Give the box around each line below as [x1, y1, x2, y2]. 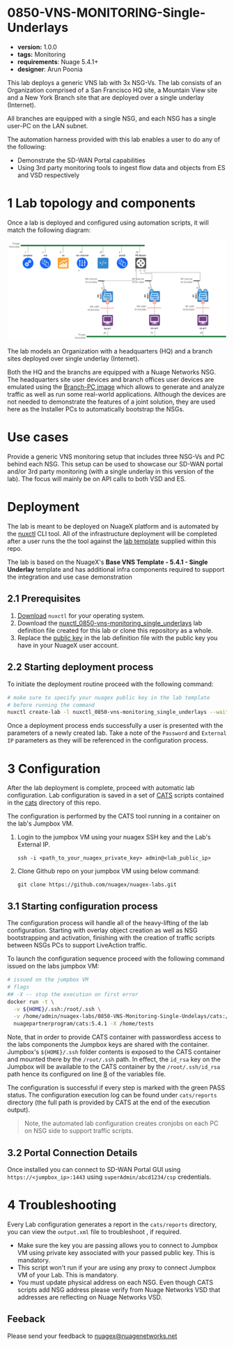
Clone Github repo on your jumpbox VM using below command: [17, 867, 200, 876]
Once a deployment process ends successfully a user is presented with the [7, 722, 224, 730]
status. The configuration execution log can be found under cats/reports [7, 1091, 217, 1099]
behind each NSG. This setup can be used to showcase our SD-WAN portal [7, 460, 224, 469]
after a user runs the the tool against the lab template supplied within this [7, 537, 217, 545]
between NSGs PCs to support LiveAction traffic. [7, 941, 148, 950]
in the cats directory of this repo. [7, 798, 101, 807]
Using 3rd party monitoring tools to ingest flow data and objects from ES [17, 163, 226, 172]
